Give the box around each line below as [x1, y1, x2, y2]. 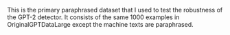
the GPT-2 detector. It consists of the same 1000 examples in [7, 13, 180, 21]
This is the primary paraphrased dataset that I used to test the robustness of [7, 6, 223, 14]
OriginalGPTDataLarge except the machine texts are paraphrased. [7, 21, 194, 28]
